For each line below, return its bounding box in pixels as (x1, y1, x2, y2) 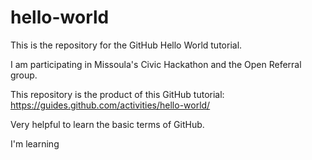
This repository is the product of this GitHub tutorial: (10, 88, 225, 100)
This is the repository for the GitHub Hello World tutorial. (10, 39, 243, 51)
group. (10, 69, 38, 81)
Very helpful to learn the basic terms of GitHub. (10, 118, 205, 130)
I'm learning (10, 137, 60, 150)
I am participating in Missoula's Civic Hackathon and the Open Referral (10, 58, 302, 70)
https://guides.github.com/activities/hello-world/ (10, 99, 211, 111)
